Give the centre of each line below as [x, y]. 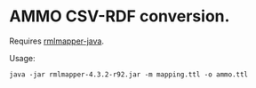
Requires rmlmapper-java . [57, 41]
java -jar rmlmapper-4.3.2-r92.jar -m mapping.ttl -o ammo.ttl [129, 74]
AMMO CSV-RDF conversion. [120, 16]
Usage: [22, 58]
